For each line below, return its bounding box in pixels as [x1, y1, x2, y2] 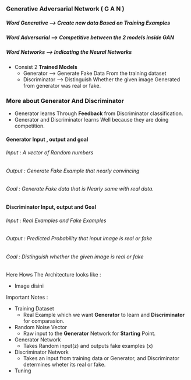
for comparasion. [23, 317, 65, 324]
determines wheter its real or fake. [23, 361, 106, 368]
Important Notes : [6, 294, 48, 301]
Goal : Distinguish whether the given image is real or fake [6, 253, 144, 260]
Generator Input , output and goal [6, 136, 89, 143]
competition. [14, 122, 45, 129]
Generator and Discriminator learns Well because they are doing [14, 116, 169, 123]
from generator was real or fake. [23, 82, 101, 89]
